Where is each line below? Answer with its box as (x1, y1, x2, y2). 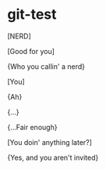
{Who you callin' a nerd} (7, 61, 85, 71)
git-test (7, 5, 57, 24)
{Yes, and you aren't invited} (7, 153, 99, 162)
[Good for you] (7, 46, 55, 56)
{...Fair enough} (7, 122, 58, 132)
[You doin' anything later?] (7, 137, 93, 146)
